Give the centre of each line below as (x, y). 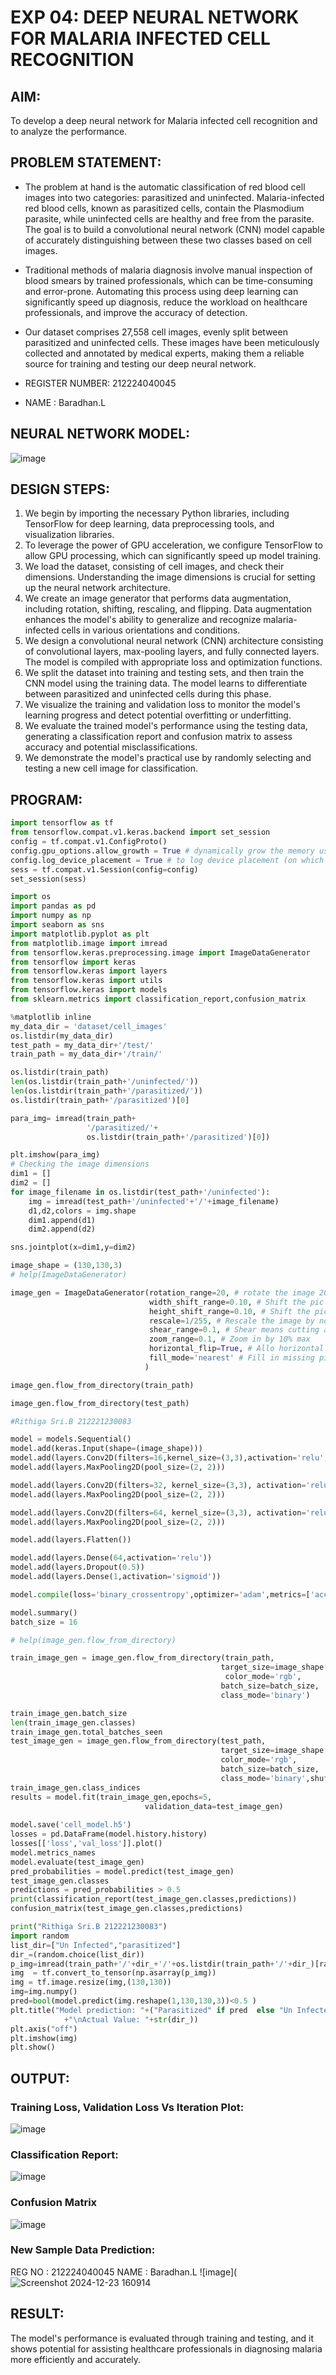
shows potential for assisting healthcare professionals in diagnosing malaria (166, 2348)
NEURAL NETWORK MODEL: (100, 434)
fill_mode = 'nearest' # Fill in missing (231, 1358)
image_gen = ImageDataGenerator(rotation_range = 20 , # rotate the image (162, 1292)
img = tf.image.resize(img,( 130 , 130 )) (91, 1982)
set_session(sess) (48, 879)
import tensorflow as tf (62, 823)
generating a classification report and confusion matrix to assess (158, 737)
